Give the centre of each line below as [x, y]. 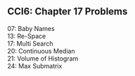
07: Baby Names [31, 28]
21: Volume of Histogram [43, 58]
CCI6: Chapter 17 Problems [67, 12]
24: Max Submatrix [35, 65]
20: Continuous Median [41, 51]
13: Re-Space [27, 36]
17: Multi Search [31, 43]
